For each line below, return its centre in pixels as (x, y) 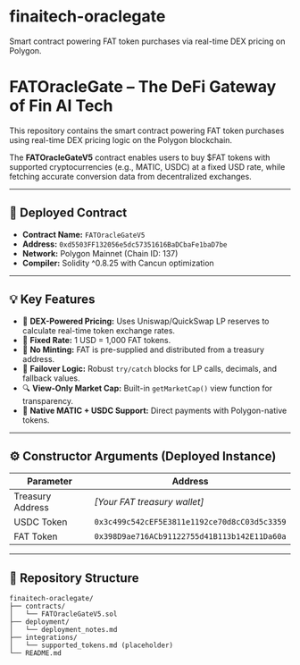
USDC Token (41, 522)
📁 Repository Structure (74, 578)
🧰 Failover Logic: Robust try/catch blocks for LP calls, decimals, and (150, 368)
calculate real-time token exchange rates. (99, 330)
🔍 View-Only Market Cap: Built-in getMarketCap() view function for (147, 388)
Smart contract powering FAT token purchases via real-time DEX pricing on (147, 41)
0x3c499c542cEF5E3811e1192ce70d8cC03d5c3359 (190, 522)
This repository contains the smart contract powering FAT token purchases (147, 130)
